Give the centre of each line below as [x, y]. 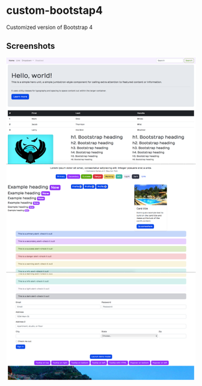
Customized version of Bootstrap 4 [50, 27]
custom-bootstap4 [55, 11]
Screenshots [31, 46]
